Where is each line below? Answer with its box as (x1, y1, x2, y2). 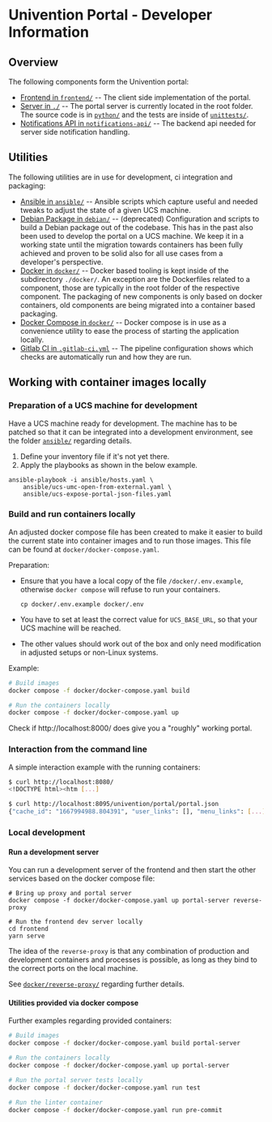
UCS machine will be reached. (19, 623, 121, 633)
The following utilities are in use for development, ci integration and (8, 172, 233, 182)
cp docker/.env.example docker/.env (19, 600, 144, 609)
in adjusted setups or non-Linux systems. (19, 648, 159, 657)
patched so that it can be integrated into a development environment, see (8, 427, 253, 436)
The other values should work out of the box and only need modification (19, 639, 261, 648)
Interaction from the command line (8, 743, 148, 755)
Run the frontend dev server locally (15, 918, 143, 926)
